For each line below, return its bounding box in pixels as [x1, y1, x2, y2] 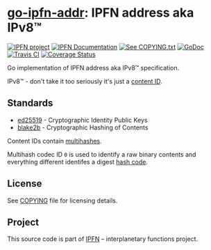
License [7, 178, 42, 189]
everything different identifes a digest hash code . [7, 157, 148, 166]
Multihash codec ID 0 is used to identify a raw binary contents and [7, 150, 196, 158]
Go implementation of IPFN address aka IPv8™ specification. [7, 63, 180, 72]
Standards [7, 97, 53, 109]
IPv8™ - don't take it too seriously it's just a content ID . [7, 77, 163, 85]
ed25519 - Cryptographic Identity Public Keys [17, 116, 148, 124]
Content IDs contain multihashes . [7, 136, 102, 145]
